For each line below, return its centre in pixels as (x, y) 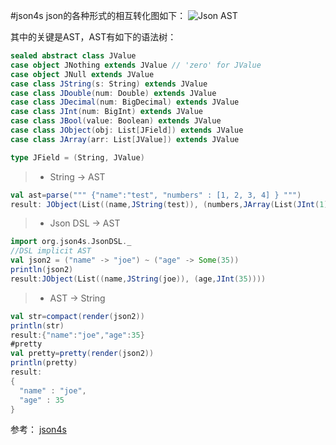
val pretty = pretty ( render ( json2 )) (82, 354)
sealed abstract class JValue (73, 56)
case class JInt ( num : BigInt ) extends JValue (106, 112)
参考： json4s (38, 430)
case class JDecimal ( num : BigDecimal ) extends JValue (125, 102)
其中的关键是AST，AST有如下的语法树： (93, 37)
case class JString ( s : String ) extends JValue (109, 84)
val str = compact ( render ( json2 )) (77, 316)
